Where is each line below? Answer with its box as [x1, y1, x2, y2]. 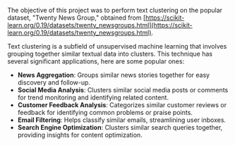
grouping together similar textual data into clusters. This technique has [7, 49, 213, 58]
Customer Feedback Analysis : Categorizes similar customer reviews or [17, 101, 227, 109]
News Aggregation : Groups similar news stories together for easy [17, 71, 210, 79]
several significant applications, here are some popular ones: [7, 57, 185, 66]
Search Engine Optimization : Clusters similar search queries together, [17, 123, 223, 131]
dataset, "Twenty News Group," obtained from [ [7, 13, 146, 22]
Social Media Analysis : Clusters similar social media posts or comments [17, 86, 229, 94]
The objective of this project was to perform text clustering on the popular [7, 6, 223, 14]
